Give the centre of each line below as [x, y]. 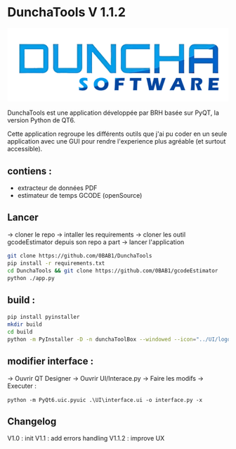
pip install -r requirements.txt [56, 263]
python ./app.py [31, 278]
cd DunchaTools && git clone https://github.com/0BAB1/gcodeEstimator [113, 271]
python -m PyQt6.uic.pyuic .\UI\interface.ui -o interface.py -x [105, 400]
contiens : [30, 171]
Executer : [22, 386]
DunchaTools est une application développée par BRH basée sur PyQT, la [113, 113]
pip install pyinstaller [44, 317]
